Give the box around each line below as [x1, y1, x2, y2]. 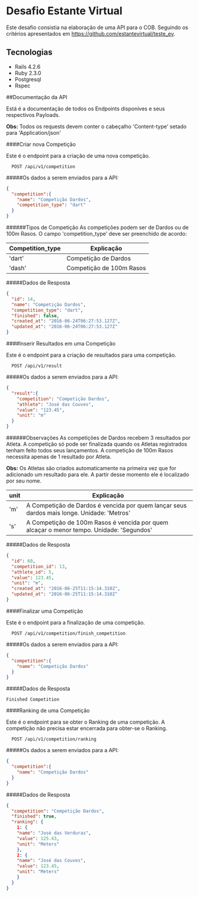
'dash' [9, 264, 27, 272]
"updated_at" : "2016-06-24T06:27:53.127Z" [11, 324, 118, 330]
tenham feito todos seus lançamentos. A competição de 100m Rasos [6, 447, 174, 454]
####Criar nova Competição [6, 141, 76, 148]
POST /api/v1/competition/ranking [11, 736, 97, 743]
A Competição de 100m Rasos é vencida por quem [26, 518, 169, 527]
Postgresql [14, 75, 41, 83]
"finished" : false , [11, 313, 60, 319]
